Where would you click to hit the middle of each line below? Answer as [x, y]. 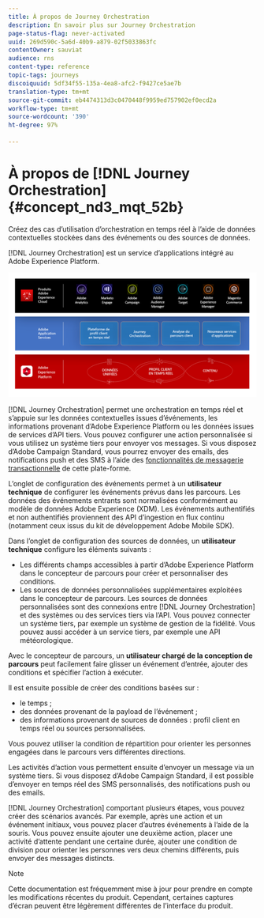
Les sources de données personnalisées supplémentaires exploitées [131, 590]
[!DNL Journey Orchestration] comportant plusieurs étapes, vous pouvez [127, 807]
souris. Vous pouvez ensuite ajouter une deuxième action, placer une [120, 833]
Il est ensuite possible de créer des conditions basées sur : [104, 687]
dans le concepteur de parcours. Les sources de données [113, 598]
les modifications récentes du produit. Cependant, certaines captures [121, 897]
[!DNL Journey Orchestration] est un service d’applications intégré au [121, 252]
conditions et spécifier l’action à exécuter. [76, 672]
